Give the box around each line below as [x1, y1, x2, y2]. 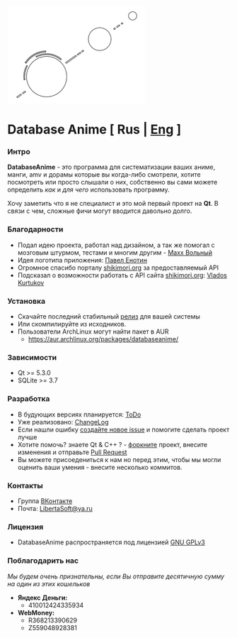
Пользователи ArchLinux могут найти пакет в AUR [17, 327, 169, 336]
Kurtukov [17, 278, 45, 287]
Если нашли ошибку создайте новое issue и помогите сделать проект [17, 425, 230, 434]
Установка [7, 296, 46, 306]
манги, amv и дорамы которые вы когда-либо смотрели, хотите [7, 170, 201, 179]
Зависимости [7, 353, 57, 362]
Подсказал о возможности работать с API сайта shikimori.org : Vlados [17, 270, 228, 279]
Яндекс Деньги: [17, 593, 68, 602]
